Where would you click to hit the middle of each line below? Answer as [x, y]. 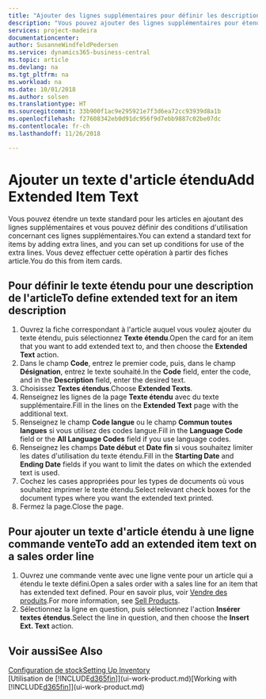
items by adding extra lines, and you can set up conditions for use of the [126, 244]
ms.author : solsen [38, 97]
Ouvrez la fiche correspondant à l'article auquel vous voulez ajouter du [135, 329]
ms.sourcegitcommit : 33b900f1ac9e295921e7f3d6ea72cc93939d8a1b [115, 112]
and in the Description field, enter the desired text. [103, 380]
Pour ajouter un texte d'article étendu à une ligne [131, 531]
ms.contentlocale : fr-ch [49, 126]
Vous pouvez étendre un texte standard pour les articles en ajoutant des [126, 218]
